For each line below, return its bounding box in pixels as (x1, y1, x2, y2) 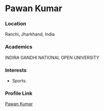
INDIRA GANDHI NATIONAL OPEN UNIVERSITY (5, 55, 100, 60)
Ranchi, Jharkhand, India (5, 31, 55, 37)
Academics (5, 43, 33, 50)
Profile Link (5, 90, 33, 96)
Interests (5, 67, 27, 74)
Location (5, 20, 27, 27)
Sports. (12, 78, 27, 84)
